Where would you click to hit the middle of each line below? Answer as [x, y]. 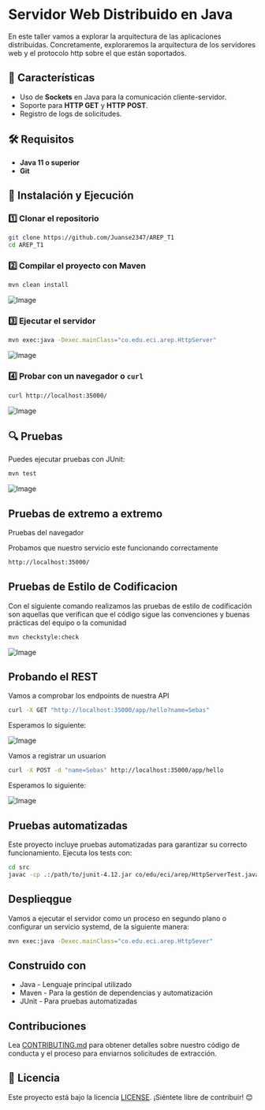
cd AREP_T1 [26, 245]
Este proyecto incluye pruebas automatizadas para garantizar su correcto [128, 844]
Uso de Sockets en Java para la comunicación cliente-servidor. [123, 97]
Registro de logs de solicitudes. [71, 114]
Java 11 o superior [50, 162]
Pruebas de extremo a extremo [86, 514]
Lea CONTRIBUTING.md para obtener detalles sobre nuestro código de [124, 1045]
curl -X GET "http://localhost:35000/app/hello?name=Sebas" [109, 710]
